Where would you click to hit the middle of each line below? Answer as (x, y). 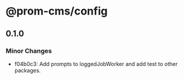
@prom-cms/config (57, 11)
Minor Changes (29, 51)
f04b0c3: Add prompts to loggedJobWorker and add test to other (96, 64)
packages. (28, 70)
